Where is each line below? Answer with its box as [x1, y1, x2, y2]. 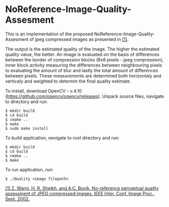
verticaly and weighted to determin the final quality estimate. [5, 78, 131, 84]
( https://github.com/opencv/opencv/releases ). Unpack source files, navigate [5, 93, 164, 99]
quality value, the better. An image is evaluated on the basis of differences [5, 51, 160, 57]
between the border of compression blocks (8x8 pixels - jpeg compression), [5, 56, 164, 62]
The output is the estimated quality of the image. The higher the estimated [5, 46, 160, 52]
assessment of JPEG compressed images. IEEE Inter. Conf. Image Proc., [5, 190, 155, 196]
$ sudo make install [5, 126, 49, 131]
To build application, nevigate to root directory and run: [5, 134, 120, 141]
